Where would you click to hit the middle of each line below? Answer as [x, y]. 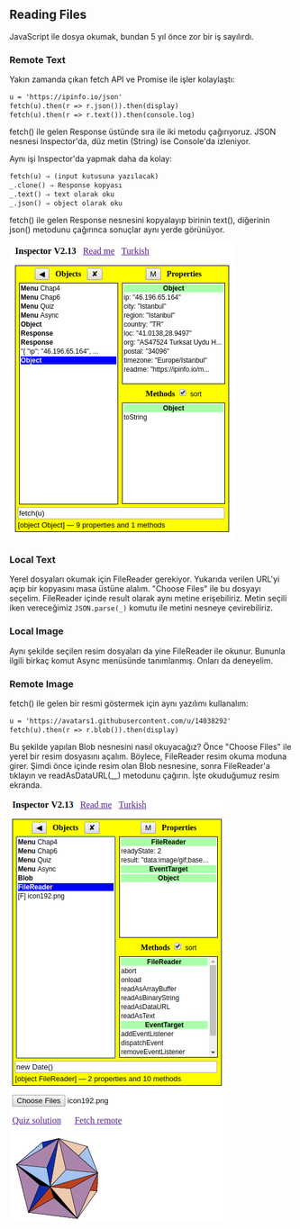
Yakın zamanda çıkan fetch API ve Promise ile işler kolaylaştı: [123, 79]
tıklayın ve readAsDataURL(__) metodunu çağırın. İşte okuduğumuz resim [145, 775]
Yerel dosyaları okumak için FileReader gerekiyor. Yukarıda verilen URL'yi [145, 579]
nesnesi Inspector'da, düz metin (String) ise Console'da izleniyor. [130, 141]
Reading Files [48, 15]
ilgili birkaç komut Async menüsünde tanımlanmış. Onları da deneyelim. [141, 660]
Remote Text [37, 59]
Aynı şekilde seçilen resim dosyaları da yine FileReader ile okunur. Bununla [147, 651]
